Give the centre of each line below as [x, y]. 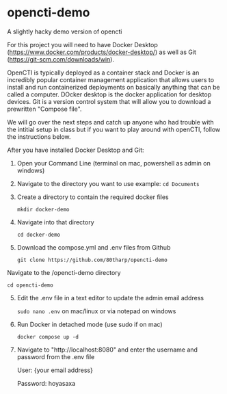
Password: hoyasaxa [46, 383]
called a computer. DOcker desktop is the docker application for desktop [109, 94]
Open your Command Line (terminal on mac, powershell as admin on [113, 163]
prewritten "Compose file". [44, 109]
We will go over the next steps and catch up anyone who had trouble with [110, 122]
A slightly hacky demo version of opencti [65, 31]
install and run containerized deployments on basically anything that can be [113, 87]
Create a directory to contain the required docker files [93, 197]
